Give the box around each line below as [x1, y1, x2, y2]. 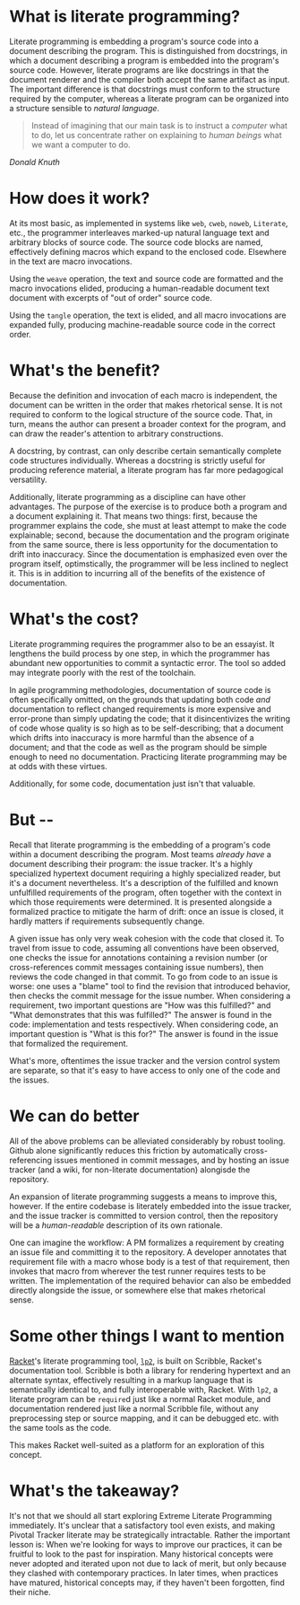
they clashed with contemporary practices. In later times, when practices [9, 1567, 279, 1578]
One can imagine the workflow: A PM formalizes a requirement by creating [9, 1237, 285, 1248]
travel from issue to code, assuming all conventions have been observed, [9, 943, 279, 953]
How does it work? [9, 189, 150, 208]
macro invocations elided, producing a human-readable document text [9, 283, 270, 294]
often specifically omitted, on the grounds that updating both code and [9, 694, 271, 705]
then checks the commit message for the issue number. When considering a [9, 990, 291, 1001]
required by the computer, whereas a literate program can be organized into [9, 92, 289, 104]
